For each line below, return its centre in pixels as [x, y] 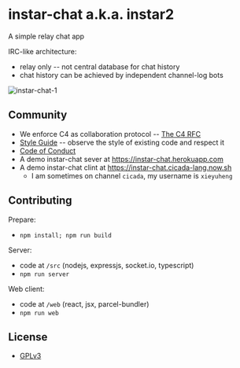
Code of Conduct [48, 150]
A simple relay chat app [46, 36]
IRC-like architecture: [42, 51]
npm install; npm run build [65, 235]
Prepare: [22, 219]
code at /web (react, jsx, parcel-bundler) [84, 304]
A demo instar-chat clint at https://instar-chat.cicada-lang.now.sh [126, 167]
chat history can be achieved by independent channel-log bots [122, 75]
